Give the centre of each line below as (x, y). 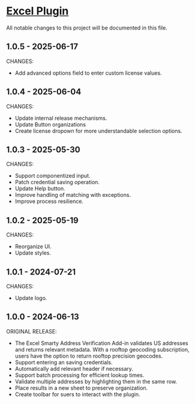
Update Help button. (40, 188)
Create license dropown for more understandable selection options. (98, 131)
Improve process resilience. (49, 201)
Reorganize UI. (33, 247)
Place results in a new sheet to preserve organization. (81, 388)
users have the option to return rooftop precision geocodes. (89, 356)
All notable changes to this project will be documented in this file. (87, 28)
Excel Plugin (37, 11)
